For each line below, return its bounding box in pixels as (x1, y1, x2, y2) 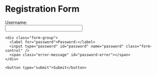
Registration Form (5, 3, 80, 15)
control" (5, 48, 23, 53)
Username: (5, 19, 28, 25)
